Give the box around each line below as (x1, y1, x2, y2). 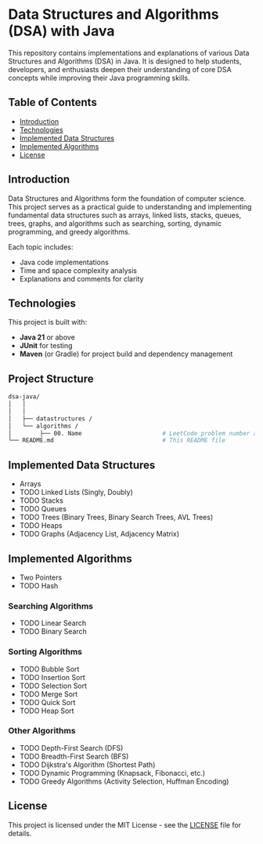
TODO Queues (19, 504, 67, 514)
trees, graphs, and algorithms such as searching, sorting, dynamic (8, 218, 222, 228)
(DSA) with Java (8, 22, 115, 40)
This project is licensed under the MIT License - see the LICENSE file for (8, 820, 241, 829)
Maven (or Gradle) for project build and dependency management (19, 349, 233, 358)
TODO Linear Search (19, 618, 87, 628)
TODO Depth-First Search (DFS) (19, 743, 124, 752)
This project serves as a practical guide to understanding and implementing (8, 202, 252, 211)
